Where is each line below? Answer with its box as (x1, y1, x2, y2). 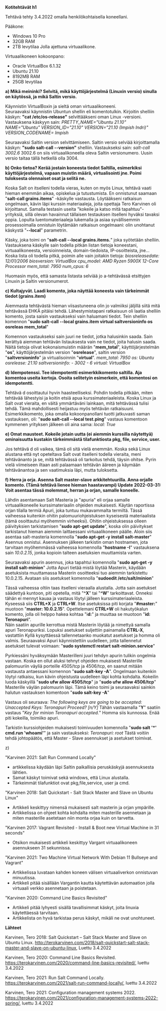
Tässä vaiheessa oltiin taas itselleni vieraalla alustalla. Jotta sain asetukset (5, 585, 157, 590)
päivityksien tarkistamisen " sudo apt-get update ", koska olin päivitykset (5, 523, 153, 529)
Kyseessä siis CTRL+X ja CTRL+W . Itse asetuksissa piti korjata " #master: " (5, 601, 158, 606)
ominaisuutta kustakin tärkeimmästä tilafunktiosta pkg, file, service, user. (5, 436, 161, 442)
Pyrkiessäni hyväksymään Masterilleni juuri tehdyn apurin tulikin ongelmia (5, 653, 156, 658)
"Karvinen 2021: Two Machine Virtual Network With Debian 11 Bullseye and (5, 854, 158, 860)
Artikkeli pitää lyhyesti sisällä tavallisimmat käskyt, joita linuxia (12, 905, 139, 910)
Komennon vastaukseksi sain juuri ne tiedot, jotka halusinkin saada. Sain (5, 334, 153, 339)
